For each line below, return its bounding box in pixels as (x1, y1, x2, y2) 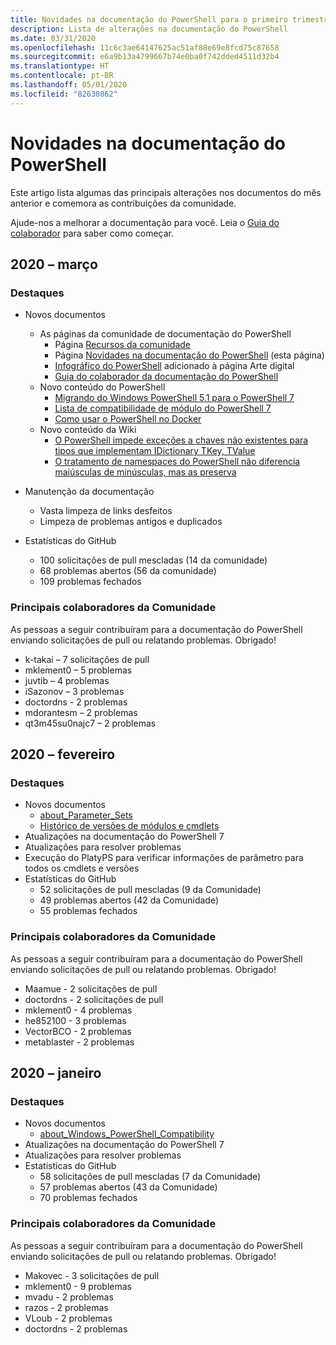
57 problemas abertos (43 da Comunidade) (39, 1181, 218, 1193)
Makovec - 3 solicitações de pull (24, 1269, 160, 1281)
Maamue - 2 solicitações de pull (24, 982, 158, 995)
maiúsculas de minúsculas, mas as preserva (54, 466, 237, 478)
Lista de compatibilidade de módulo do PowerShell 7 (54, 402, 272, 415)
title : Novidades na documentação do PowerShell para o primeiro (10, 14, 288, 25)
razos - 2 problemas (24, 1301, 109, 1313)
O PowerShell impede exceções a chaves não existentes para (54, 434, 309, 446)
